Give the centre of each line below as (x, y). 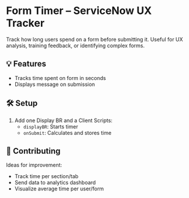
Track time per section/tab (47, 176)
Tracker (25, 23)
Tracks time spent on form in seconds (60, 78)
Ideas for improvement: (34, 165)
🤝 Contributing (33, 151)
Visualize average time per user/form (59, 189)
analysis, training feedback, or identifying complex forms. (75, 46)
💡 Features (26, 64)
